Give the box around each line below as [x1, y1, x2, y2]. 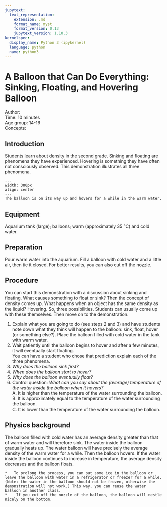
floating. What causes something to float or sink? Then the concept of [5, 295, 149, 301]
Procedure [5, 276, 39, 285]
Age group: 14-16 [5, 120, 41, 126]
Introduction [5, 139, 45, 148]
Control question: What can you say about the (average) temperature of [12, 379, 161, 385]
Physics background [5, 421, 71, 430]
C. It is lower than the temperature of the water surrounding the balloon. [12, 406, 161, 412]
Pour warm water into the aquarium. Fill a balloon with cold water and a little [5, 256, 161, 262]
